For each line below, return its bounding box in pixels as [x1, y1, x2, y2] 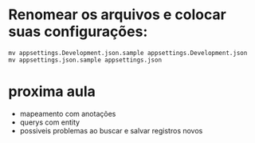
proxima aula [8, 82, 96, 101]
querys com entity [19, 117, 80, 127]
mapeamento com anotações [19, 109, 116, 118]
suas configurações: [8, 22, 148, 41]
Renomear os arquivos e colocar [8, 6, 227, 24]
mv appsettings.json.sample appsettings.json [8, 56, 162, 64]
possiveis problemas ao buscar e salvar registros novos [19, 125, 203, 135]
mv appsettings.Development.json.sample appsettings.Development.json [8, 49, 248, 57]
